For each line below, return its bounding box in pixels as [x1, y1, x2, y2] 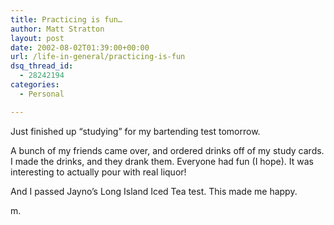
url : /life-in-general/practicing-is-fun [10, 52, 186, 62]
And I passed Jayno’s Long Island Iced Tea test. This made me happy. [10, 185, 298, 197]
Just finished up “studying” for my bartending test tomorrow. [10, 125, 261, 137]
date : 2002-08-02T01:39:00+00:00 [10, 42, 150, 53]
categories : [10, 80, 60, 90]
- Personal [19, 89, 65, 99]
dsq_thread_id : [10, 61, 74, 71]
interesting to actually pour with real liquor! [10, 166, 187, 178]
